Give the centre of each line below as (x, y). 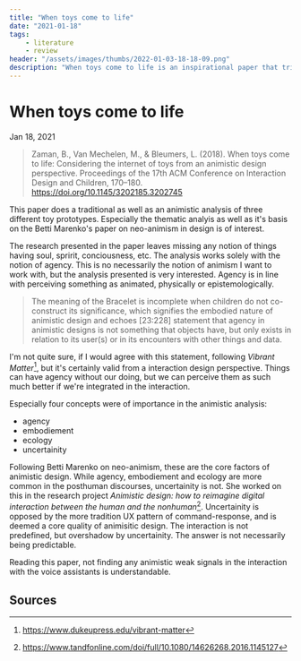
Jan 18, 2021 (32, 136)
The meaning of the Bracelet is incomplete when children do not (150, 301)
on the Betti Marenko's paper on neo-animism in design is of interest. (137, 228)
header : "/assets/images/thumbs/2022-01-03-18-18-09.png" (120, 59)
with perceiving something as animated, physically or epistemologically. (142, 284)
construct (49, 311)
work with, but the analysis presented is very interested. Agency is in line (144, 274)
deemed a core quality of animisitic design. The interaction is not (129, 526)
